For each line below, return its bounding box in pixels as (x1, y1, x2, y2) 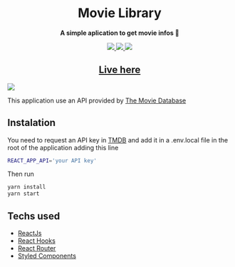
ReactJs (17, 229, 42, 237)
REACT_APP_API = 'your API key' (7, 157, 98, 164)
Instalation (7, 117, 56, 129)
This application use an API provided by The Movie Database (7, 96, 187, 105)
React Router (17, 244, 56, 252)
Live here (98, 64, 141, 76)
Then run (7, 169, 34, 179)
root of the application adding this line (7, 143, 119, 152)
